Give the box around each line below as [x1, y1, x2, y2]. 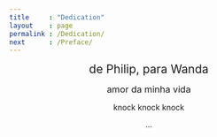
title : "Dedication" [9, 12, 105, 22]
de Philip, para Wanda [89, 62, 209, 77]
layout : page [9, 21, 74, 30]
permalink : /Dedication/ [9, 29, 105, 38]
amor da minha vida [106, 83, 191, 95]
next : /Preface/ [9, 37, 93, 47]
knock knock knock [113, 103, 184, 113]
